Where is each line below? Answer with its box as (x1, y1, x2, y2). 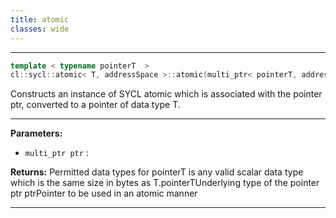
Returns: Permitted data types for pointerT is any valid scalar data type (10, 166, 304, 178)
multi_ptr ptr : (24, 147, 89, 159)
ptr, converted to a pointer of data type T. (10, 99, 181, 111)
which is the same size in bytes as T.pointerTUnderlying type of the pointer (10, 177, 320, 189)
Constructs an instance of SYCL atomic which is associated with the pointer (10, 88, 323, 100)
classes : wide (10, 24, 70, 34)
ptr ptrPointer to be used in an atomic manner (10, 187, 198, 200)
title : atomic (10, 14, 70, 25)
